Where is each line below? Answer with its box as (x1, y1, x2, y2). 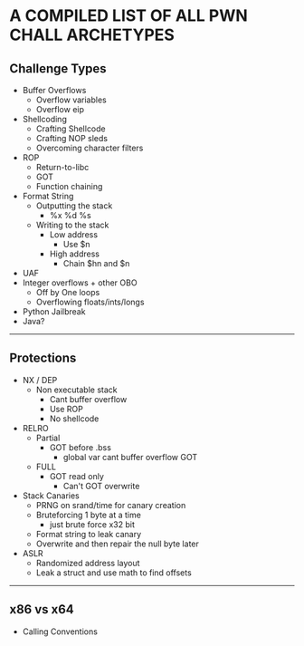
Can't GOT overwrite (62, 480, 140, 491)
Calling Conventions (22, 626, 98, 637)
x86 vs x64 (9, 602, 74, 617)
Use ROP (49, 403, 83, 414)
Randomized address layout (35, 557, 140, 568)
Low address (49, 229, 98, 240)
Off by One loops (35, 287, 100, 297)
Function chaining (35, 181, 103, 191)
